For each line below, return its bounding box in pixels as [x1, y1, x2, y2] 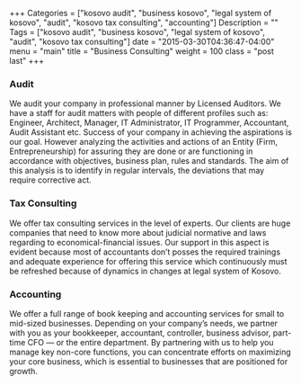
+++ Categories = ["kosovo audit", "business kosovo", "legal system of [9, 8, 272, 18]
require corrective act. [9, 175, 92, 185]
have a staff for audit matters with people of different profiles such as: [9, 108, 269, 119]
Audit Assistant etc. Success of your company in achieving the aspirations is [9, 127, 292, 138]
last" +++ [9, 56, 45, 66]
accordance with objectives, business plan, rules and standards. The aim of [9, 156, 289, 166]
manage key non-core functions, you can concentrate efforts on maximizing [9, 346, 292, 357]
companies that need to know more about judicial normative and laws [9, 227, 267, 237]
